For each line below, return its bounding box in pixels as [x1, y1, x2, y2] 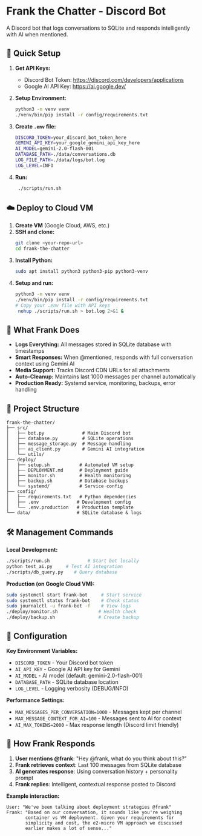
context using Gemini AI [15, 360, 75, 367]
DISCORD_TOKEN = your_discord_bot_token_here [15, 135, 127, 141]
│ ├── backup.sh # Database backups [6, 478, 129, 484]
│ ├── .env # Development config [6, 499, 131, 506]
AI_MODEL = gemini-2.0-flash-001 [15, 145, 94, 152]
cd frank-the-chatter [15, 246, 70, 252]
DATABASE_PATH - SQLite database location [15, 678, 119, 686]
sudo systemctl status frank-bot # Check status [6, 597, 139, 604]
